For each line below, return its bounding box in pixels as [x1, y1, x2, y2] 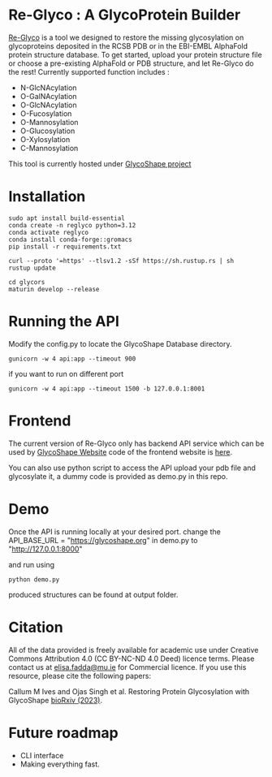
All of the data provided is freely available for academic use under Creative [8, 645, 259, 654]
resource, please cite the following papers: [8, 671, 152, 680]
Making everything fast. [19, 759, 100, 769]
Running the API [8, 313, 119, 330]
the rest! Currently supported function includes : [8, 67, 170, 76]
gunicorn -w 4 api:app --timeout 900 [8, 355, 136, 363]
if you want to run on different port [8, 369, 124, 378]
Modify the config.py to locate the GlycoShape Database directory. [8, 339, 232, 348]
